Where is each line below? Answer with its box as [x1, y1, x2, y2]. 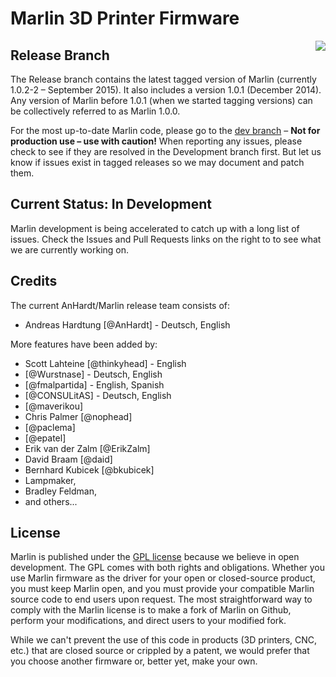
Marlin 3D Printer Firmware [10, 7, 240, 30]
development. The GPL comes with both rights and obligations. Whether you [10, 562, 326, 574]
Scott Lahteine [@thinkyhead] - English [24, 357, 187, 369]
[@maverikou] [24, 400, 84, 412]
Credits [10, 273, 58, 290]
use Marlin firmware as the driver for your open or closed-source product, [10, 572, 316, 584]
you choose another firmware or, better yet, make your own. [10, 655, 258, 667]
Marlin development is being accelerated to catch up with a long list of [10, 222, 300, 234]
